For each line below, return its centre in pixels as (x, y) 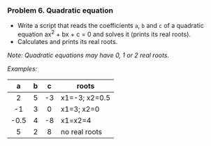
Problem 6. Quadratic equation (60, 10)
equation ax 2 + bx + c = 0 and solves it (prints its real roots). (104, 34)
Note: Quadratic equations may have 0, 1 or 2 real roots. (88, 55)
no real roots (81, 131)
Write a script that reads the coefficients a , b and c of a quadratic (110, 26)
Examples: (22, 68)
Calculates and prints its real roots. (67, 41)
